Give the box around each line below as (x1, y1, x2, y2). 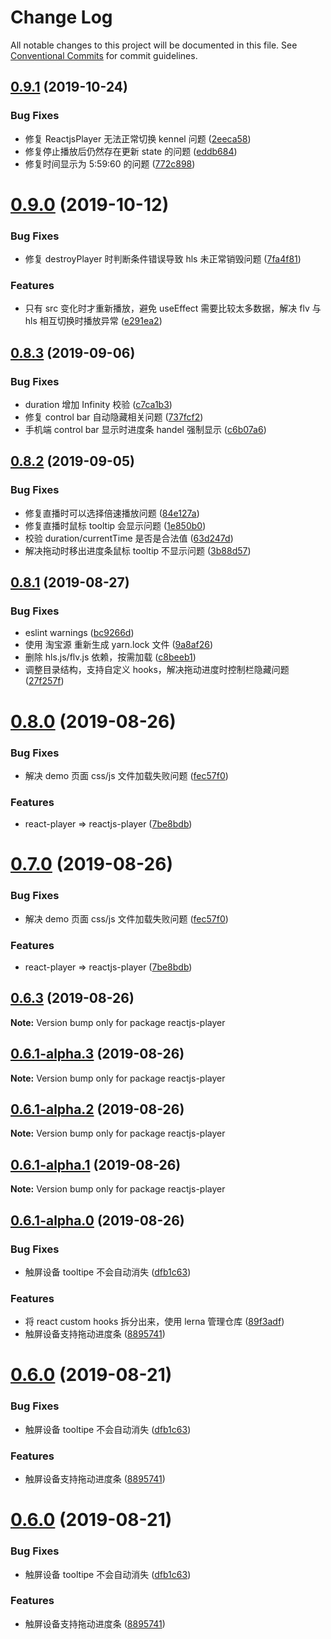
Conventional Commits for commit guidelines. (10, 49, 198, 61)
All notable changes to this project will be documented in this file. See (10, 39, 298, 51)
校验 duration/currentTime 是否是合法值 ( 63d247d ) (24, 532, 234, 544)
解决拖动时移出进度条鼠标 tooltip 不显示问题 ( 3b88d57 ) (24, 544, 252, 556)
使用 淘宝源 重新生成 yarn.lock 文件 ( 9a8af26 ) (24, 639, 214, 651)
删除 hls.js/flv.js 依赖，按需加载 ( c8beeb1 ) (24, 651, 197, 663)
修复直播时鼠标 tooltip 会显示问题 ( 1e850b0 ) (24, 519, 207, 531)
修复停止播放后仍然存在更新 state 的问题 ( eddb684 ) (24, 145, 238, 157)
